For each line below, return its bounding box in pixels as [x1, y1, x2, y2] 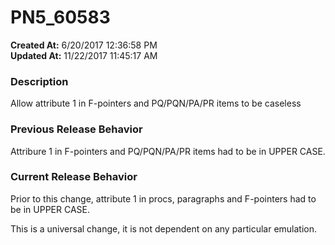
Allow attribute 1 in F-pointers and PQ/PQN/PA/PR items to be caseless [10, 97, 302, 110]
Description [10, 74, 69, 88]
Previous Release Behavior [10, 122, 143, 136]
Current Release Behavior [10, 170, 138, 184]
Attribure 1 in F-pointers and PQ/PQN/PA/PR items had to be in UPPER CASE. [10, 145, 326, 157]
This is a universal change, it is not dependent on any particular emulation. [10, 222, 318, 235]
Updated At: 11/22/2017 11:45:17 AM [10, 49, 158, 61]
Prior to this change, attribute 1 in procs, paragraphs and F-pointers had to [10, 192, 317, 205]
